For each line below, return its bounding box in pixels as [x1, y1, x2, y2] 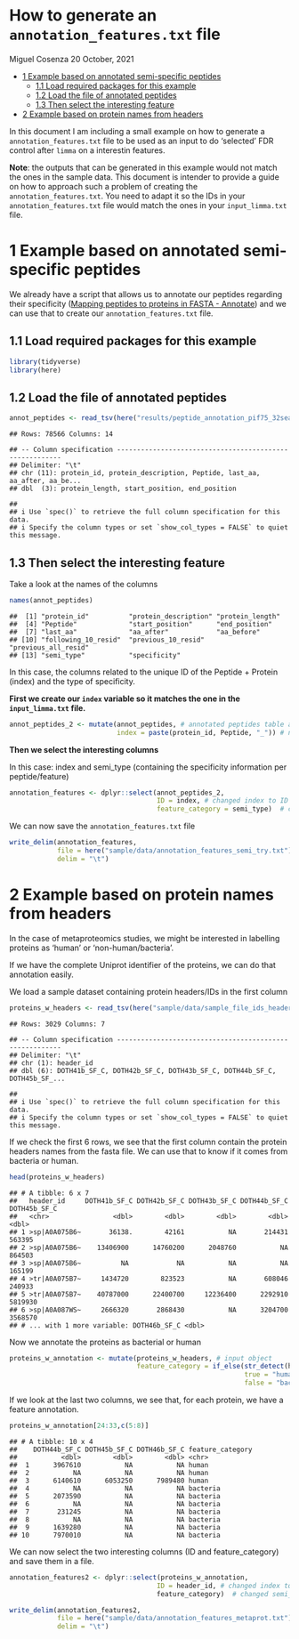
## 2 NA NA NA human [9, 1468, 209, 1477]
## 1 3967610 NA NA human [9, 1460, 209, 1469]
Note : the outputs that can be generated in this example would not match [9, 162, 278, 173]
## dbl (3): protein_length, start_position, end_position [9, 484, 238, 494]
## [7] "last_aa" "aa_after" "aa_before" [9, 627, 261, 636]
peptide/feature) [9, 771, 69, 781]
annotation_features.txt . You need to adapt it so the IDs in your [9, 190, 246, 201]
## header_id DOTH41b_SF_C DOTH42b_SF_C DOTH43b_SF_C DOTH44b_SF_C [9, 1196, 289, 1206]
